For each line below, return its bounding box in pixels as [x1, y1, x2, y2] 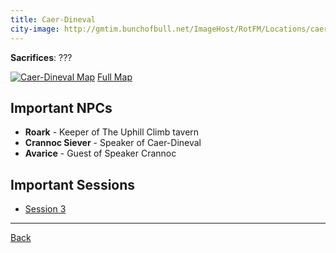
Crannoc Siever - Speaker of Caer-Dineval [24, 137, 202, 149]
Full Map [97, 71, 133, 83]
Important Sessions [10, 176, 136, 193]
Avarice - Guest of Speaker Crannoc [24, 147, 177, 160]
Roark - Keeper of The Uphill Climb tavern [24, 126, 200, 138]
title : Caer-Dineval [10, 14, 97, 25]
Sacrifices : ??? [10, 51, 73, 63]
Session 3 [24, 203, 67, 215]
